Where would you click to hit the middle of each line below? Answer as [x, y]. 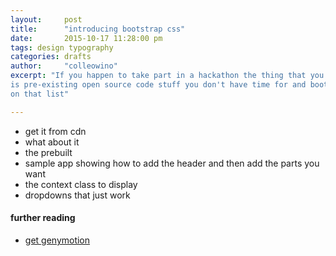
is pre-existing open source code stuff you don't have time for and [158, 85]
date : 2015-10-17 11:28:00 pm [86, 38]
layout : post [46, 19]
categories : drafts [51, 57]
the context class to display [81, 184]
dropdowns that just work [77, 195]
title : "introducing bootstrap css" [98, 29]
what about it [52, 142]
